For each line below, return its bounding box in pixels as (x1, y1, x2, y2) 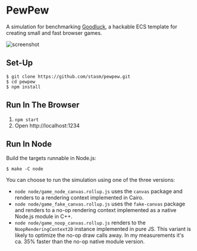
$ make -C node (6, 166, 44, 172)
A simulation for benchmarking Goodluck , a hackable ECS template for (6, 23, 178, 30)
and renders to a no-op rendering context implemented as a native (14, 207, 177, 214)
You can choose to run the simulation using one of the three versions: (6, 177, 175, 184)
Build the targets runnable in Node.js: (6, 155, 96, 162)
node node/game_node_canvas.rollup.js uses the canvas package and (14, 188, 183, 195)
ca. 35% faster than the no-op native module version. (14, 238, 145, 245)
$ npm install (6, 84, 41, 90)
